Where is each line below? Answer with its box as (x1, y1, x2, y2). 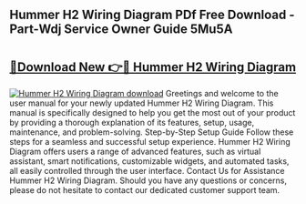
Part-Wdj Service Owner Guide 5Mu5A (9, 22, 233, 37)
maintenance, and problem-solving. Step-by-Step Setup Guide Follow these (9, 127, 294, 138)
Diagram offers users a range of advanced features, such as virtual (9, 146, 261, 157)
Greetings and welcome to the (165, 88, 280, 98)
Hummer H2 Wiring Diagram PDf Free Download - (9, 7, 295, 23)
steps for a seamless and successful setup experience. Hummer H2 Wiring (9, 137, 291, 147)
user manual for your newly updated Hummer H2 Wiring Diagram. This (9, 97, 274, 108)
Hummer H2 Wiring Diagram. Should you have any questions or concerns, (9, 175, 287, 186)
